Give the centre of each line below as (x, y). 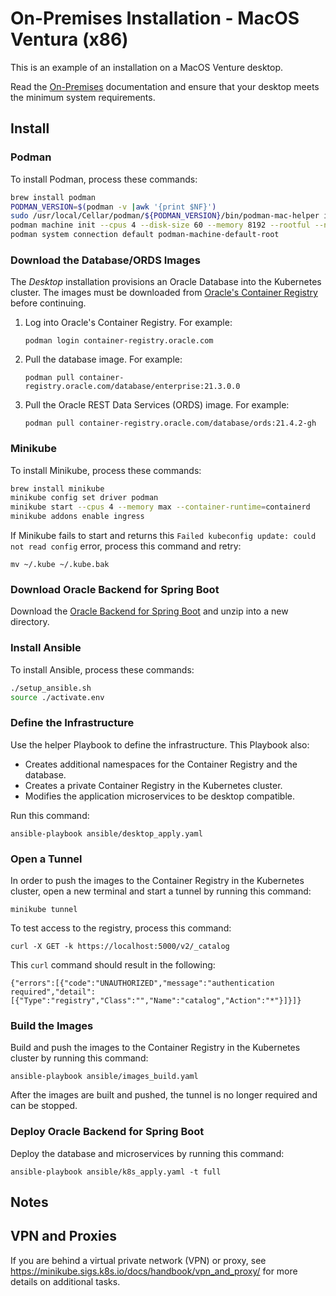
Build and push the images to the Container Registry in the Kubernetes (155, 1048)
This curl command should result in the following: (113, 965)
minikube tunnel (44, 910)
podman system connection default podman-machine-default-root (145, 235)
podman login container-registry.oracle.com (119, 341)
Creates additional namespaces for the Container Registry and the (161, 764)
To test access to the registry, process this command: (121, 928)
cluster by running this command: (79, 1058)
